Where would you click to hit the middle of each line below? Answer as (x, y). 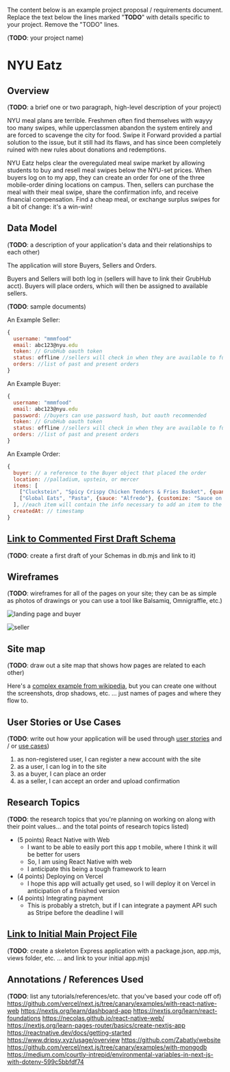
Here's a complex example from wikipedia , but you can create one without (112, 686)
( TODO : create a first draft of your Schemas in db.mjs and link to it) (102, 556)
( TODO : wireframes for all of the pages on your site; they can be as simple (112, 593)
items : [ (26, 486)
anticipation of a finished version (73, 890)
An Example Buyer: (34, 383)
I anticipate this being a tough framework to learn (97, 869)
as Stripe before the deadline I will (75, 912)
